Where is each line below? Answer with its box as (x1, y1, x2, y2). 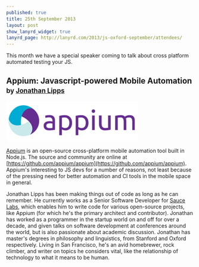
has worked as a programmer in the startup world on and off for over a (6, 216, 180, 223)
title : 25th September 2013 (6, 16, 76, 22)
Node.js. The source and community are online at (6, 153, 128, 161)
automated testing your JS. (6, 59, 73, 66)
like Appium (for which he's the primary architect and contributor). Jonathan (6, 209, 194, 216)
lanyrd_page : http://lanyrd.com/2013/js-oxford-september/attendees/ (6, 35, 183, 41)
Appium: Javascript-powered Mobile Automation (6, 75, 192, 86)
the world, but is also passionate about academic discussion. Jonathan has (6, 228, 191, 235)
